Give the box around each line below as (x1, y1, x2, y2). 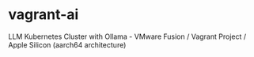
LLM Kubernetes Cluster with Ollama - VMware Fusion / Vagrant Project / (8, 32, 247, 41)
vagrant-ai (8, 6, 79, 24)
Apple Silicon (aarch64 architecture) (8, 40, 127, 49)
